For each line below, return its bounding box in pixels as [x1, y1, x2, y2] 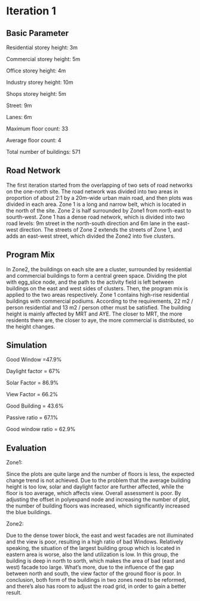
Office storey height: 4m [6, 67, 66, 74]
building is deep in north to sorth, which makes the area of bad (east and [6, 557, 185, 564]
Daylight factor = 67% [6, 368, 61, 375]
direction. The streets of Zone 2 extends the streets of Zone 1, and [19, 226, 183, 233]
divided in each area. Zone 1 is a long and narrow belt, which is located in [6, 201, 187, 208]
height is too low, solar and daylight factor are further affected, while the [6, 483, 184, 490]
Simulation [6, 340, 47, 351]
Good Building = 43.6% [6, 402, 64, 409]
